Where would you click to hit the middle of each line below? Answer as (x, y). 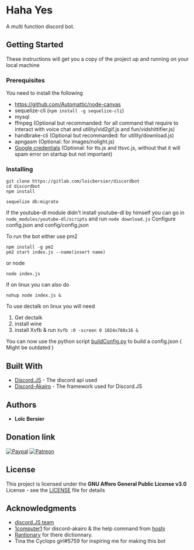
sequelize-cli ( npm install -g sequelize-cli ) (69, 111)
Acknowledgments (41, 508)
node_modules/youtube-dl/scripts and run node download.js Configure (91, 219)
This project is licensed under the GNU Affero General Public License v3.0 (96, 484)
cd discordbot (23, 187)
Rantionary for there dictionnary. (53, 535)
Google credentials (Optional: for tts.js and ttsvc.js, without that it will (97, 148)
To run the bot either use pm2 (42, 236)
